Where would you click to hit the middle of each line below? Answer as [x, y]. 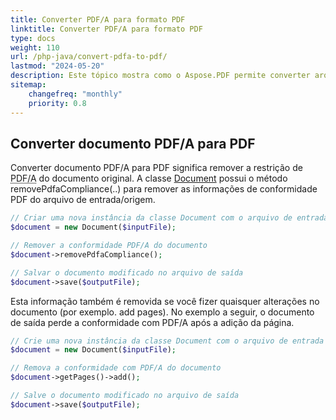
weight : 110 [35, 47]
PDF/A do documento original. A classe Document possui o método [149, 178]
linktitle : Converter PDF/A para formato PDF [106, 29]
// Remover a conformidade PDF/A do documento [109, 246]
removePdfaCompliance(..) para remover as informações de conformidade [164, 189]
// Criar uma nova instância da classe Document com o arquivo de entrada [169, 218]
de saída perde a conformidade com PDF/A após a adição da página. [152, 322]
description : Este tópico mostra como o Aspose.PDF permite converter [160, 76]
